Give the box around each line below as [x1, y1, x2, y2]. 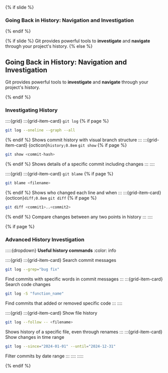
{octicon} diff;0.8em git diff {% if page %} [5, 195, 97, 201]
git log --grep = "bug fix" [5, 267, 59, 272]
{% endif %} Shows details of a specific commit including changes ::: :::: [5, 161, 155, 167]
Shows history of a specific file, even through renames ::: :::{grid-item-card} [5, 329, 162, 335]
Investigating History [5, 107, 58, 114]
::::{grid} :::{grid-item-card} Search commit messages [5, 257, 117, 263]
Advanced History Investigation [5, 236, 85, 243]
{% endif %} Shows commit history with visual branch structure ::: [5, 137, 142, 143]
